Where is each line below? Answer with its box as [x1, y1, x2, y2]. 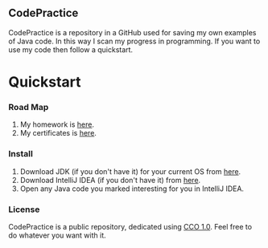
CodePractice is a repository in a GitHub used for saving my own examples [8, 27, 257, 37]
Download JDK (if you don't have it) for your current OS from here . [19, 166, 241, 176]
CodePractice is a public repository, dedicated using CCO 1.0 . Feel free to [8, 222, 252, 231]
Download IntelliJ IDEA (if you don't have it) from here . [19, 175, 201, 185]
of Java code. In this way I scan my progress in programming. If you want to [8, 36, 261, 46]
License [8, 204, 40, 215]
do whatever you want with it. [8, 230, 106, 240]
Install [8, 148, 34, 160]
